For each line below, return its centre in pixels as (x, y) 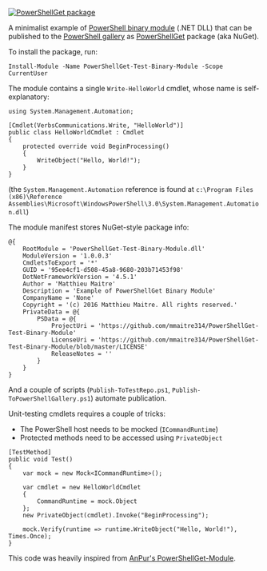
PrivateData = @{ (52, 312)
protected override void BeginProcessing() (96, 146)
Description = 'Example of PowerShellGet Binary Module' (120, 291)
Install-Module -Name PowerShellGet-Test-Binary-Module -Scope (116, 66)
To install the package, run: (53, 52)
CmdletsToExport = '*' (60, 263)
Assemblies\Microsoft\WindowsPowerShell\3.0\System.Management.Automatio (134, 204)
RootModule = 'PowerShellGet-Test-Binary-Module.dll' (114, 249)
